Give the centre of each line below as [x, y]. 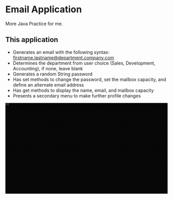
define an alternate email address [48, 85]
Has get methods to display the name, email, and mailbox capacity [83, 90]
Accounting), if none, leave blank [48, 68]
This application [32, 40]
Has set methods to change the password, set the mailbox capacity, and [89, 79]
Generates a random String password [53, 74]
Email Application [44, 9]
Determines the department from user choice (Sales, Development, [84, 63]
